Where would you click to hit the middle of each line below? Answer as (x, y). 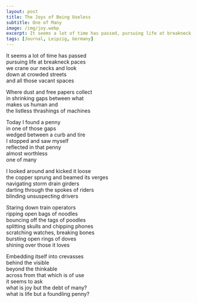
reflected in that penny (34, 147)
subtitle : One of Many (34, 22)
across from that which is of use (45, 275)
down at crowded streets (36, 74)
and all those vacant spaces (40, 81)
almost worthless (27, 153)
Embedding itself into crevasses (45, 256)
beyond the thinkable (32, 269)
